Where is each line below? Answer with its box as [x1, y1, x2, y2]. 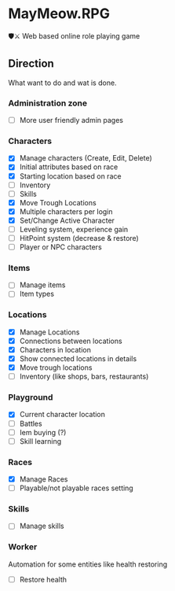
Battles [19, 419, 42, 428]
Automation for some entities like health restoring [8, 560, 168, 569]
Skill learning [19, 436, 62, 445]
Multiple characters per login [19, 206, 113, 216]
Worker [8, 541, 38, 552]
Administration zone [8, 98, 88, 109]
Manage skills [19, 521, 64, 531]
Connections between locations [19, 336, 123, 345]
